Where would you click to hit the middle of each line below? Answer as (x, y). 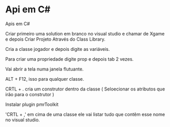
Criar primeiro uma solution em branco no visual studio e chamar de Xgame (85, 33)
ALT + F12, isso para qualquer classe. (45, 79)
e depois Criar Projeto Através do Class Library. (56, 39)
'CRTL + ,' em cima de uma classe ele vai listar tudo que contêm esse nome (85, 114)
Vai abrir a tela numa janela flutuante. (45, 69)
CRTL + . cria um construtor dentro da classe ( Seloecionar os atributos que (85, 89)
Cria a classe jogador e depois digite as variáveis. (58, 49)
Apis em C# (18, 24)
